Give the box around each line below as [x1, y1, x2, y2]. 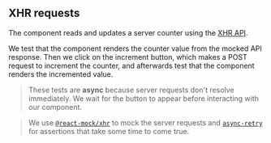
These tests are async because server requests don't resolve [28, 85, 234, 95]
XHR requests [8, 6, 80, 20]
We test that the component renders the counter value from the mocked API [8, 44, 262, 53]
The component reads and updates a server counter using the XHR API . [8, 27, 248, 37]
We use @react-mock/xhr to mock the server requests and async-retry [28, 117, 263, 128]
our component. [28, 102, 83, 111]
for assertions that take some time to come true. [28, 126, 189, 136]
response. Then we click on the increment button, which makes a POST [8, 52, 247, 61]
